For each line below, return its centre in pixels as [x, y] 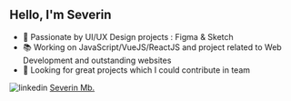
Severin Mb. [72, 87]
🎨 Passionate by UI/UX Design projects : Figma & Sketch [128, 36]
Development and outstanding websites [97, 60]
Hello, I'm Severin [60, 15]
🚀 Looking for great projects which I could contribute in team [136, 70]
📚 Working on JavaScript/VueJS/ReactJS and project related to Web [152, 47]
